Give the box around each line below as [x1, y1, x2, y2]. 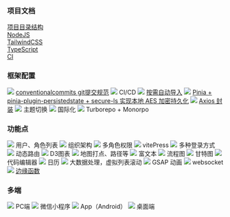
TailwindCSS [7, 38, 43, 46]
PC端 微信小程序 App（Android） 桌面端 [15, 203, 155, 211]
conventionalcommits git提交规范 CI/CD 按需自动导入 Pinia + [15, 88, 213, 96]
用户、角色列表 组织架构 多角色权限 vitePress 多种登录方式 [15, 141, 216, 149]
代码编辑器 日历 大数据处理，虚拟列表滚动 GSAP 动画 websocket [7, 158, 224, 166]
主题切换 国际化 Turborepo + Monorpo [23, 105, 149, 113]
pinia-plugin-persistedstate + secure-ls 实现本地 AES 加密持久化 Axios [7, 96, 215, 104]
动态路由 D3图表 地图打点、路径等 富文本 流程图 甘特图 [15, 149, 214, 157]
